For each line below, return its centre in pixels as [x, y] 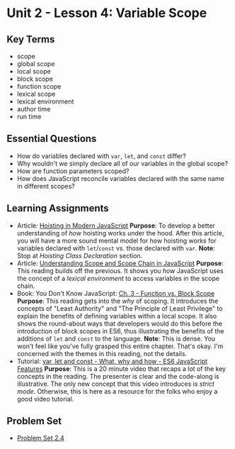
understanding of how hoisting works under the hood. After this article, [120, 233]
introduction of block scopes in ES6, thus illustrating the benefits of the [120, 331]
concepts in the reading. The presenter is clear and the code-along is [118, 376]
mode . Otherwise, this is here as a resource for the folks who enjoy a [117, 391]
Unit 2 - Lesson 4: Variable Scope [107, 13]
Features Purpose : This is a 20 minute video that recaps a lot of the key [121, 368]
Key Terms [31, 39]
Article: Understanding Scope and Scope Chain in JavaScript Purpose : [120, 263]
